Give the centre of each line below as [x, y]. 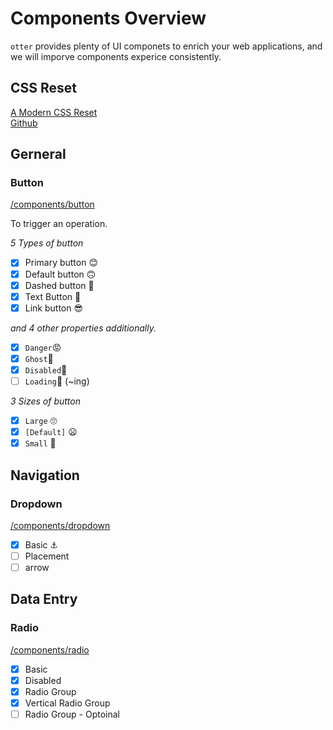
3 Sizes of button [46, 401]
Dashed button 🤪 [59, 285]
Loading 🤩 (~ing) [57, 381]
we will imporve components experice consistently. [116, 56]
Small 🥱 [40, 443]
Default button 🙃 [60, 274]
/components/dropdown [60, 525]
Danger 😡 [43, 347]
